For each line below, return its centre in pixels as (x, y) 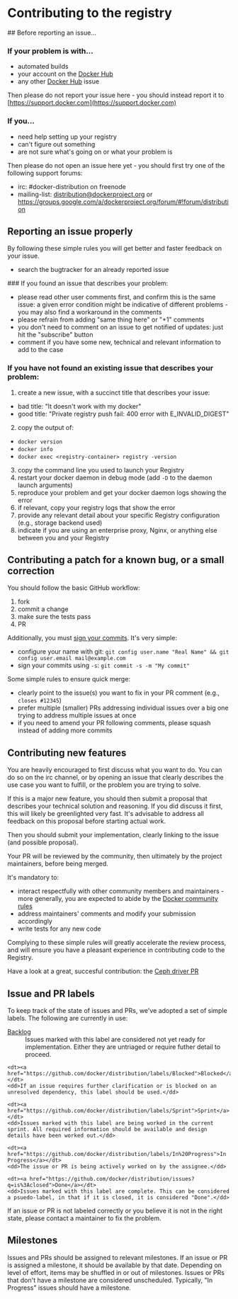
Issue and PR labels (51, 993)
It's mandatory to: (33, 878)
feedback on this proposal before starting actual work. (87, 821)
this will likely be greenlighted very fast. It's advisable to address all (106, 814)
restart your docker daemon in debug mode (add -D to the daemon (115, 477)
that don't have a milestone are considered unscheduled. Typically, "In (110, 1280)
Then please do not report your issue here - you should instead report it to (116, 95)
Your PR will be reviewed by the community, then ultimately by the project (115, 856)
